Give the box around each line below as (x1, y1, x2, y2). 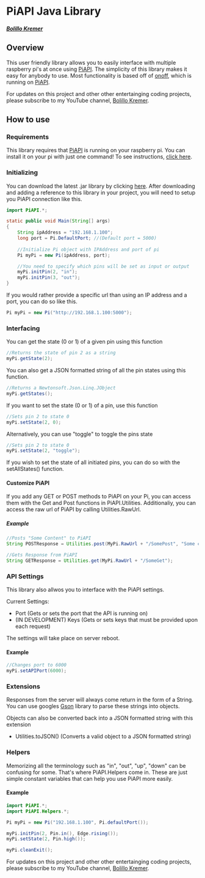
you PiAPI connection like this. (6, 195, 82, 202)
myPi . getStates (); (6, 390, 53, 397)
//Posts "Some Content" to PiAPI (6, 535, 92, 542)
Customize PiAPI (6, 479, 50, 487)
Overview (6, 43, 45, 53)
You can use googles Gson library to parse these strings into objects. (6, 703, 180, 710)
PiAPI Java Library (6, 4, 101, 18)
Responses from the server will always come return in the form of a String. (6, 696, 193, 704)
